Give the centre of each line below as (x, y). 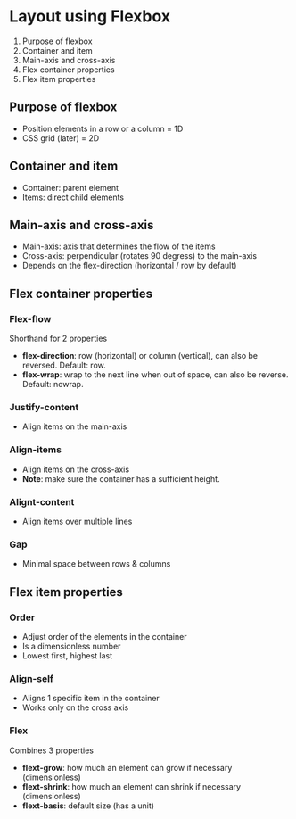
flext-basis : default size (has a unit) (88, 806)
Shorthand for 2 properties (58, 339)
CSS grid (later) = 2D (61, 138)
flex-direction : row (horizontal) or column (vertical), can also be (140, 356)
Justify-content (44, 407)
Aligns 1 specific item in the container (91, 699)
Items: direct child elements (73, 197)
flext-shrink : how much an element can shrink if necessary (132, 786)
